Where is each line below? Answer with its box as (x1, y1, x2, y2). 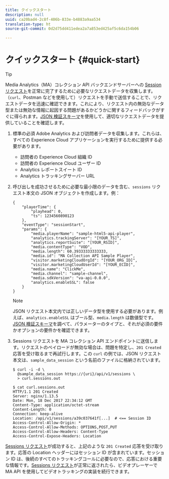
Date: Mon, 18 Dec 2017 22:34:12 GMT (12, 398, 93, 403)
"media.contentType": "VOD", (31, 244, 93, 250)
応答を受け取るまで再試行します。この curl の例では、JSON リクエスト (12, 351, 162, 357)
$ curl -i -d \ (12, 367, 45, 373)
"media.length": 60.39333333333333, (31, 249, 108, 254)
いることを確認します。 (18, 120, 67, 126)
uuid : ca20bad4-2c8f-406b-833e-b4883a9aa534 (5, 17, 101, 22)
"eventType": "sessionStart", (22, 223, 86, 228)
